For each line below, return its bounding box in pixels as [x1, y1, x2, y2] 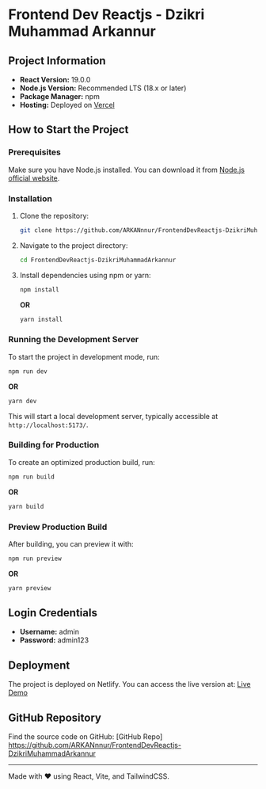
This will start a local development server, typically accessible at [8, 411, 218, 421]
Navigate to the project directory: [19, 240, 128, 250]
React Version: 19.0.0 [19, 75, 91, 84]
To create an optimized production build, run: [8, 457, 156, 467]
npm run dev [8, 367, 47, 375]
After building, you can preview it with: [8, 539, 134, 548]
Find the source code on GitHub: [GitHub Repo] [8, 732, 163, 741]
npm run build [8, 473, 55, 481]
